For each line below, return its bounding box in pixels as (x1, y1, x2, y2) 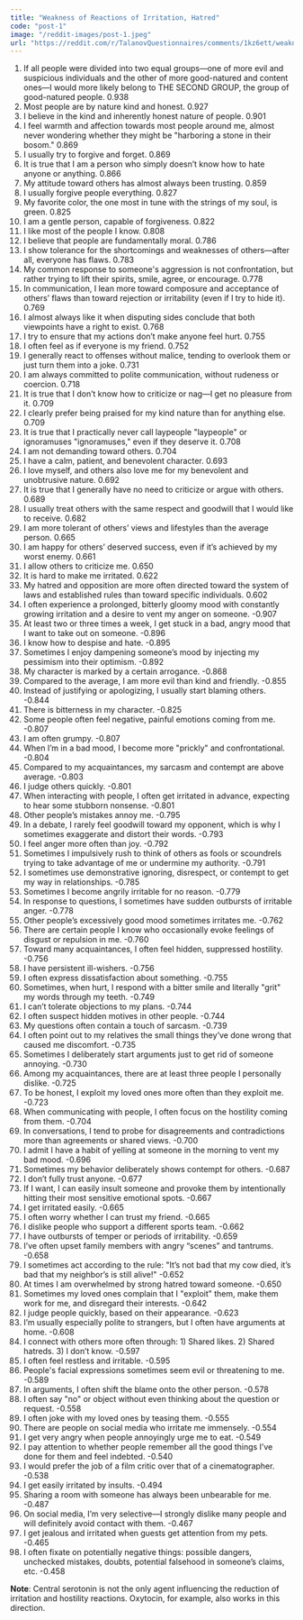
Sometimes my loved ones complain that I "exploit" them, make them (22, 1288, 279, 1299)
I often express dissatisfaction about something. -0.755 (22, 972, 228, 983)
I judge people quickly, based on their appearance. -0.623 (22, 1307, 239, 1318)
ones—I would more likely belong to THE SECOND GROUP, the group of (22, 82, 290, 93)
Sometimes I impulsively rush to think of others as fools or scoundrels (22, 848, 282, 859)
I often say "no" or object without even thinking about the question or (22, 1394, 280, 1405)
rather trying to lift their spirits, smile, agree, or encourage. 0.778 (22, 274, 263, 285)
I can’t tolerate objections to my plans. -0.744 (22, 1001, 192, 1012)
